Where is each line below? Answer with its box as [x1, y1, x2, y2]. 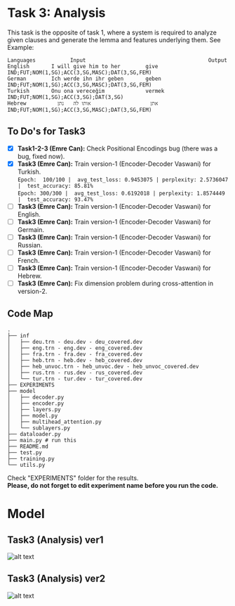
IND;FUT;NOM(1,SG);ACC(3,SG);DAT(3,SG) [7, 94, 124, 101]
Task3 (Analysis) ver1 [7, 534, 104, 546]
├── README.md [7, 443, 49, 451]
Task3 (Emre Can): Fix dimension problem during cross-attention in [17, 279, 214, 288]
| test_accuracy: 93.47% [17, 195, 93, 203]
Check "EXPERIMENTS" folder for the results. [7, 474, 139, 482]
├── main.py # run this [7, 437, 77, 444]
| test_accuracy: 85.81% [17, 182, 93, 189]
